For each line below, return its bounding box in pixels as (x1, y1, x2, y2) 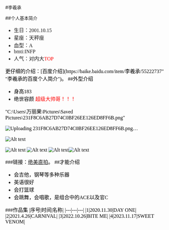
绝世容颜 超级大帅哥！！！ (14, 96, 76, 102)
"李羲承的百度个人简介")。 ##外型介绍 (5, 76, 93, 82)
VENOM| (5, 219, 25, 224)
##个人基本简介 (5, 15, 38, 21)
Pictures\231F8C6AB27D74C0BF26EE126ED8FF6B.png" (5, 115, 125, 121)
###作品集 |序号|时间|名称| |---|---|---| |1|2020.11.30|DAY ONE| (5, 207, 137, 213)
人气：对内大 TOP (14, 56, 54, 62)
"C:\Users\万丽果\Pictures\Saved (5, 109, 73, 114)
